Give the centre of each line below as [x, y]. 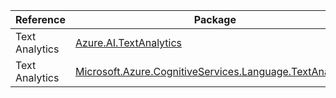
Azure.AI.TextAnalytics [128, 42]
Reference [40, 19]
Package [215, 19]
